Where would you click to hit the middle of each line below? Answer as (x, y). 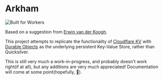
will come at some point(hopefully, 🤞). (44, 72)
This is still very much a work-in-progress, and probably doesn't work (76, 61)
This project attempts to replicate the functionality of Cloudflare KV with (78, 41)
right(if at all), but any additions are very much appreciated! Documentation (82, 67)
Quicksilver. (17, 52)
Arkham (22, 9)
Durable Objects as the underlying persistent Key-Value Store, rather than (80, 46)
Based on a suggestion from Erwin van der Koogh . (56, 32)
